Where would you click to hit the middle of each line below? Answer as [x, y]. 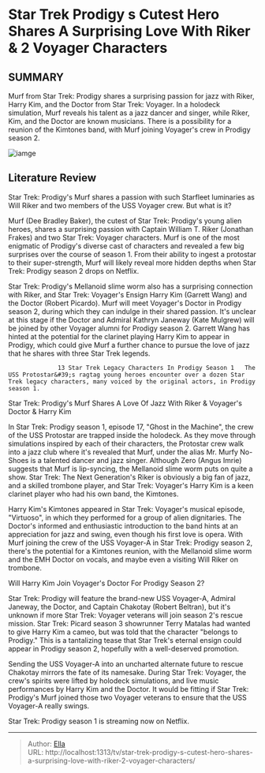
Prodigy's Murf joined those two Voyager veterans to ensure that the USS [127, 697]
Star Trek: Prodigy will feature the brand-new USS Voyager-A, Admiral [122, 598]
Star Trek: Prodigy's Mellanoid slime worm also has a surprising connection [131, 286]
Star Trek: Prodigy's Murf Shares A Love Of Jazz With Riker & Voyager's [125, 403]
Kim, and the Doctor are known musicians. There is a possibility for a [120, 121]
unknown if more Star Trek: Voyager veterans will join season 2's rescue [125, 615]
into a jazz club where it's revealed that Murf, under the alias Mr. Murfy [123, 452]
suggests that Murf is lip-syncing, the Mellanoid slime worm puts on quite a [131, 469]
